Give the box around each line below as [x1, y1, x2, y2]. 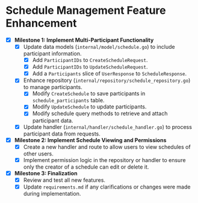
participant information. [23, 50, 82, 57]
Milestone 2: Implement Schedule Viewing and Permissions [14, 136, 167, 143]
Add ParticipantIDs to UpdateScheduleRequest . [32, 63, 148, 70]
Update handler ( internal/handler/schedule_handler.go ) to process [23, 123, 192, 130]
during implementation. [23, 190, 81, 197]
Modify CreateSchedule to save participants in [32, 90, 146, 97]
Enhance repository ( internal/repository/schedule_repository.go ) [23, 77, 191, 84]
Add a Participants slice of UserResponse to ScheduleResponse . [32, 70, 187, 77]
